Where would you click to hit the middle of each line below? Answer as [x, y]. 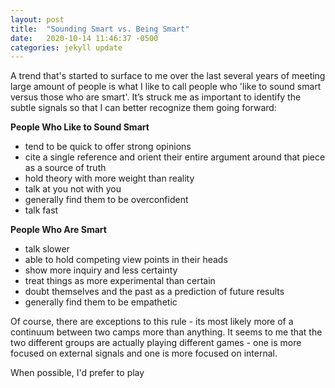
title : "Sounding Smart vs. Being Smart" [100, 29]
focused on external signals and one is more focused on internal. [144, 353]
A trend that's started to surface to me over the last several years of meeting [168, 76]
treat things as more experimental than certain [120, 281]
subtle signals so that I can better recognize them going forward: [143, 108]
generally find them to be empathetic [101, 302]
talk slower [47, 249]
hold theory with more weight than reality [109, 178]
